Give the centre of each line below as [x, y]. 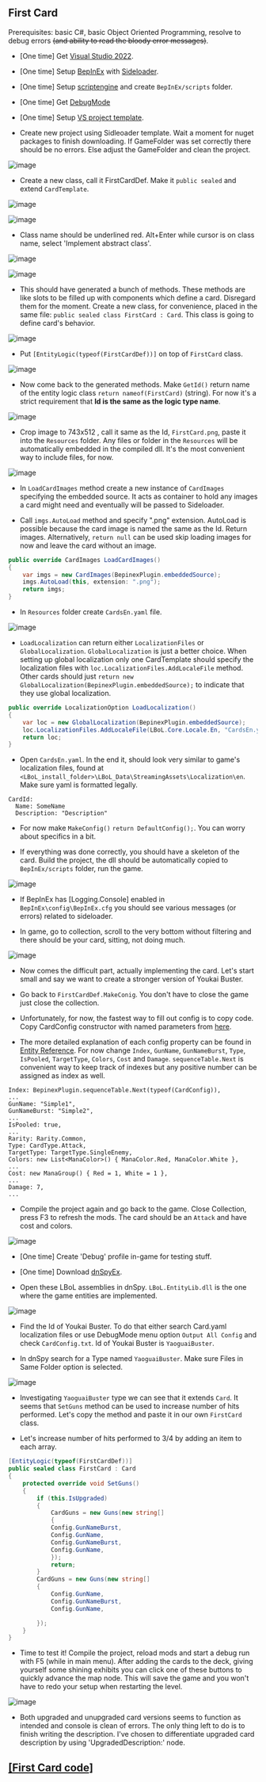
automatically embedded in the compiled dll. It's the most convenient [132, 449]
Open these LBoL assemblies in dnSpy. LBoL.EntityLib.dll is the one [133, 1287]
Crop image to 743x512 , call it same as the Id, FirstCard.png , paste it [133, 432]
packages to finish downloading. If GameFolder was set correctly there [135, 141]
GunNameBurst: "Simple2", [51, 1111]
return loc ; [42, 737]
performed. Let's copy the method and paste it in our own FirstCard [131, 1415]
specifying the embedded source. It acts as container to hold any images [139, 496]
